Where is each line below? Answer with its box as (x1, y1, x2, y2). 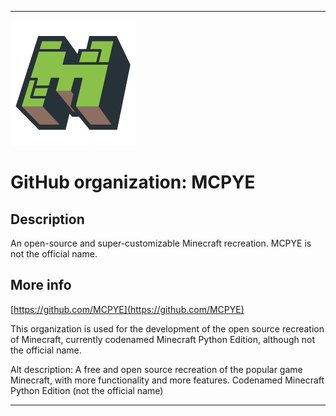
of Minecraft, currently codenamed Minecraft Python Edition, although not (10, 333, 315, 345)
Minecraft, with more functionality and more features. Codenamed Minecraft (10, 374, 325, 386)
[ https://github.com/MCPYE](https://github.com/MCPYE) (10, 303, 245, 315)
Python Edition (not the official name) (10, 384, 164, 396)
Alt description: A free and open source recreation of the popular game (10, 363, 303, 375)
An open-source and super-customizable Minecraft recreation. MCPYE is (10, 237, 312, 249)
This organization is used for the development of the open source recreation (10, 322, 325, 335)
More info (10, 277, 72, 294)
